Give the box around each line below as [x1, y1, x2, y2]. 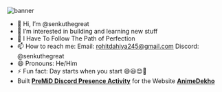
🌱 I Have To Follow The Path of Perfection [16, 34, 135, 43]
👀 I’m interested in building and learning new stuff [16, 27, 158, 35]
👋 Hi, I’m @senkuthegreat [16, 20, 89, 27]
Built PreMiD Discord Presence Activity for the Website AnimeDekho [16, 77, 215, 85]
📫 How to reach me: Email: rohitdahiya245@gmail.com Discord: [16, 42, 199, 50]
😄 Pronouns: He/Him [16, 59, 78, 67]
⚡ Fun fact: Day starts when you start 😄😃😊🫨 [16, 67, 147, 75]
